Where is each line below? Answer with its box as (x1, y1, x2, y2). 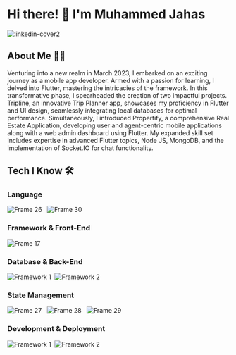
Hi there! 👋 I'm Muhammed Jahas (7, 6, 206, 23)
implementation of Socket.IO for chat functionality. (7, 144, 154, 152)
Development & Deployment (7, 324, 106, 334)
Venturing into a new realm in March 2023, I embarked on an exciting (7, 68, 208, 77)
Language (7, 189, 43, 199)
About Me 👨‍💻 (7, 50, 66, 62)
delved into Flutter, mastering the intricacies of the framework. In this (7, 84, 208, 92)
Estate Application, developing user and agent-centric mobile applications (7, 121, 222, 130)
